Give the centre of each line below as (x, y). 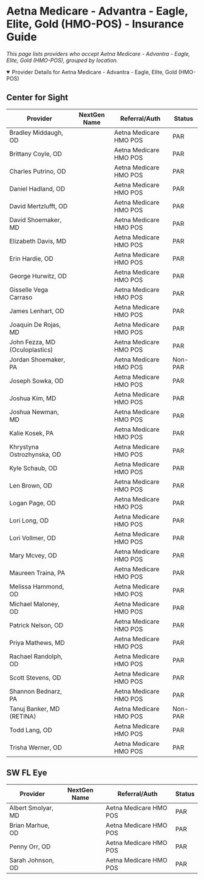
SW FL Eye (27, 773)
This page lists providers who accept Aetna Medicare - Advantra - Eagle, (98, 53)
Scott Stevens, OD (36, 677)
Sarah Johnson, (32, 860)
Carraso (21, 297)
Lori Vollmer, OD (33, 537)
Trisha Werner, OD (36, 747)
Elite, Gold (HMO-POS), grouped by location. (62, 60)
